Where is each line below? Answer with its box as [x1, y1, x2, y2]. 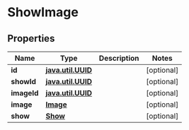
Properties [7, 32, 55, 45]
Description [98, 54, 139, 63]
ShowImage [7, 4, 79, 20]
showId [11, 77, 37, 86]
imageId [11, 88, 39, 97]
